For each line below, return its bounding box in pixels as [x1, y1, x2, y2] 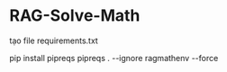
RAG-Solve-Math [9, 5, 141, 26]
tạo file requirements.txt [9, 35, 99, 46]
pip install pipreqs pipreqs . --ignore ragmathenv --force [9, 52, 219, 63]
